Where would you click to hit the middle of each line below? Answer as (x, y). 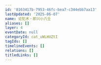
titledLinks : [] (21, 55)
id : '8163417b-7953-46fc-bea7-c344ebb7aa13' (51, 10)
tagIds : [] (16, 42)
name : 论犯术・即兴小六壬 (28, 19)
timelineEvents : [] (25, 46)
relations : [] (20, 50)
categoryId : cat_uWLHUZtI (31, 37)
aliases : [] (17, 23)
